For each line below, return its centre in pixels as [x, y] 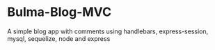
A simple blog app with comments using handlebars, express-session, [108, 31]
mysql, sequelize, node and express [59, 38]
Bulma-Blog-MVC [59, 12]
